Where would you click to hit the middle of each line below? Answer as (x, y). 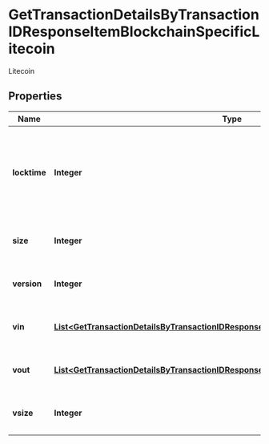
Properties (35, 97)
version (27, 284)
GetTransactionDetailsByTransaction (134, 15)
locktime (29, 172)
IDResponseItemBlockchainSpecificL (134, 32)
